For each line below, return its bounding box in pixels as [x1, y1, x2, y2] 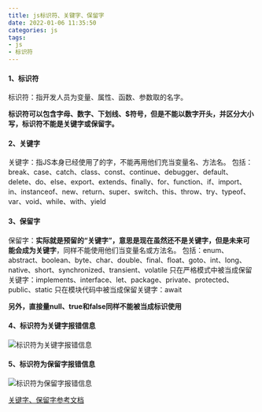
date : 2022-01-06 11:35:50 [8, 19, 97, 27]
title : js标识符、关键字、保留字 [8, 11, 105, 20]
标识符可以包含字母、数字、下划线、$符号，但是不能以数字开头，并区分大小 [8, 109, 254, 119]
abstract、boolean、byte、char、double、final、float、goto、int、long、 [8, 255, 246, 265]
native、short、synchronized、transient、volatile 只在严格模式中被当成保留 [8, 265, 253, 274]
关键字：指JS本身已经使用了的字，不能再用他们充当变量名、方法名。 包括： [8, 158, 253, 167]
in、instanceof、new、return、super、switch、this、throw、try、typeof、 [8, 187, 250, 197]
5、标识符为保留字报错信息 [8, 359, 96, 369]
